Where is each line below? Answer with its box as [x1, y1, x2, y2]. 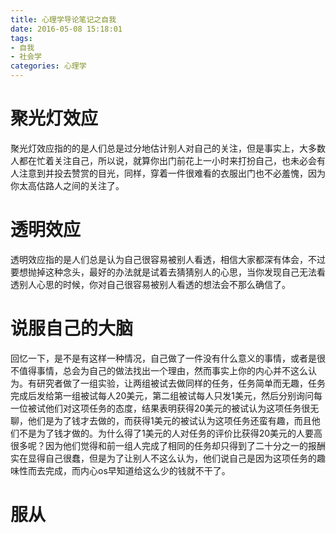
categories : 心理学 [10, 61, 87, 71]
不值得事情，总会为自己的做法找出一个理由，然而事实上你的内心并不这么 [10, 364, 308, 376]
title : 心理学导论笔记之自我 [10, 14, 117, 25]
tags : [10, 33, 33, 43]
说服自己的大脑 [10, 317, 134, 340]
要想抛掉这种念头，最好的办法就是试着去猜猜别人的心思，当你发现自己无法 [10, 266, 317, 278]
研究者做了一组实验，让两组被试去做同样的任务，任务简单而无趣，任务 [36, 377, 326, 389]
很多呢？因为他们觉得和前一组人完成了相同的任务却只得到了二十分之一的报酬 [10, 439, 326, 451]
